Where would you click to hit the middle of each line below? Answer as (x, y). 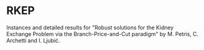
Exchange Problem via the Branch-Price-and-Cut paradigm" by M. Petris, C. (103, 34)
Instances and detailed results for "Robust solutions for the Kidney (90, 27)
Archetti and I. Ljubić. (33, 40)
